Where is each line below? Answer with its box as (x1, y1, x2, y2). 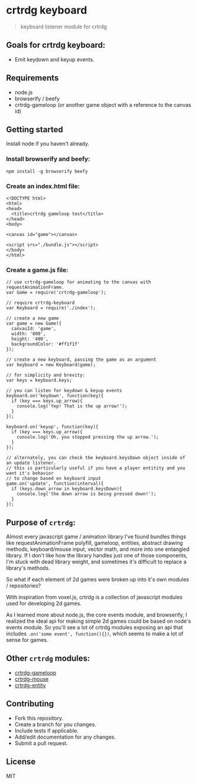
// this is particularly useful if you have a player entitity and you (6, 465, 185, 471)
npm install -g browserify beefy (6, 168, 88, 174)
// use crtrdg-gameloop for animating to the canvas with (6, 279, 151, 285)
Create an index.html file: (6, 182, 81, 190)
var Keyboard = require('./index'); (6, 305, 96, 311)
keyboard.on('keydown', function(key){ (6, 393, 104, 399)
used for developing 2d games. (6, 600, 82, 607)
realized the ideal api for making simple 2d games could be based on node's (6, 618, 191, 625)
